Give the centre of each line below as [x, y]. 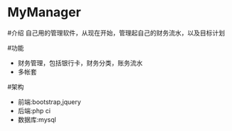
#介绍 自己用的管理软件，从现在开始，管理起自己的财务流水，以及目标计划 [116, 33]
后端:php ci [34, 110]
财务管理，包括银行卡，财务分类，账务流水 [80, 63]
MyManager [44, 12]
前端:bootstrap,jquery [49, 102]
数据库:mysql [37, 119]
